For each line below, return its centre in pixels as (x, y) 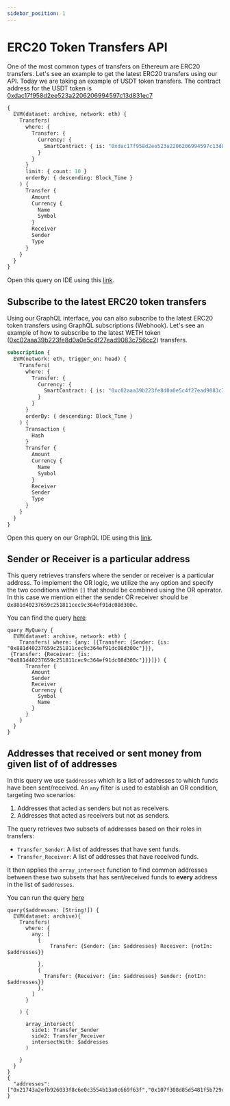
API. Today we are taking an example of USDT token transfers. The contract (114, 81)
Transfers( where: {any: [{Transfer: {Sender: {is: (94, 642)
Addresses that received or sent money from (104, 753)
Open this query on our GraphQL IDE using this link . (80, 538)
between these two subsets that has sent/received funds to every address (112, 877)
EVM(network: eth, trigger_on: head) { (70, 359)
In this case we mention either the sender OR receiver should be (98, 597)
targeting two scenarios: (41, 795)
